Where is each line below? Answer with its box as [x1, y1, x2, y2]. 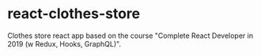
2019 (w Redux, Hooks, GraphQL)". [7, 39, 122, 48]
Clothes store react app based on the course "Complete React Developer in [7, 31, 254, 40]
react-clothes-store [7, 5, 140, 23]
